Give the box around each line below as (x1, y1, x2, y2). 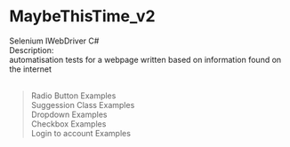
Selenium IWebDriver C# (9, 35, 100, 46)
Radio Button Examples (30, 90, 117, 101)
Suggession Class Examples (30, 99, 135, 110)
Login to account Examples (30, 128, 132, 138)
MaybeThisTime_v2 (9, 6, 156, 27)
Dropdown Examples (30, 109, 108, 120)
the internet (9, 64, 52, 74)
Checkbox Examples (30, 118, 107, 129)
